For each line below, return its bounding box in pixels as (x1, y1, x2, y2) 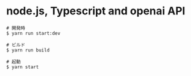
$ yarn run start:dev (6, 30, 61, 37)
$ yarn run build (6, 47, 50, 53)
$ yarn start (6, 64, 39, 70)
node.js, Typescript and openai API (6, 4, 186, 18)
